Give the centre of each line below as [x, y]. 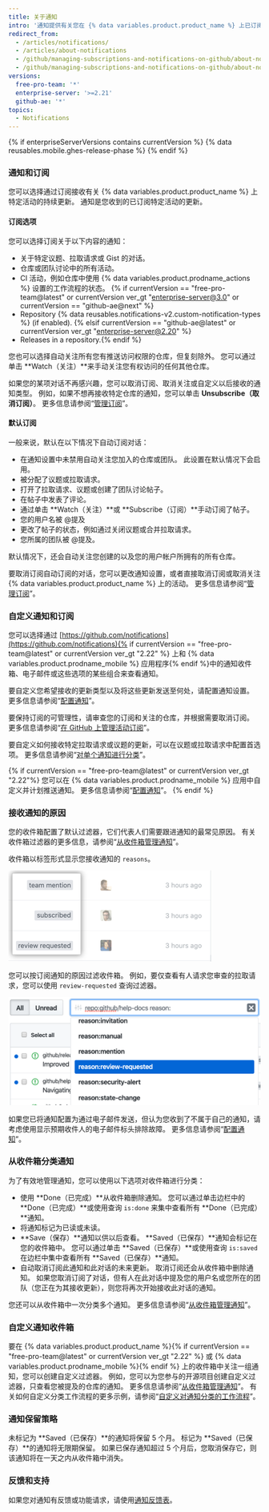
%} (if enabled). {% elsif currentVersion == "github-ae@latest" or [128, 322]
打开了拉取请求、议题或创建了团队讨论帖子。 [94, 489]
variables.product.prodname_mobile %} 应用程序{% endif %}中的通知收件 [130, 664]
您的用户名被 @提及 [52, 519]
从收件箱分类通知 [41, 1161]
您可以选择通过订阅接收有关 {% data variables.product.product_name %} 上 [133, 191]
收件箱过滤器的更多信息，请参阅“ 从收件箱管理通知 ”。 [96, 842]
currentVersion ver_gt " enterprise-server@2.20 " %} [106, 331]
